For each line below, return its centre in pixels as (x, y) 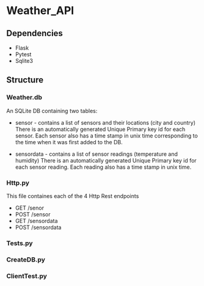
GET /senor (30, 208)
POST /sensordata (38, 227)
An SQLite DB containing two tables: (52, 111)
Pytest (23, 54)
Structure (25, 80)
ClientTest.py (27, 276)
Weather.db (24, 97)
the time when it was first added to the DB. (69, 142)
